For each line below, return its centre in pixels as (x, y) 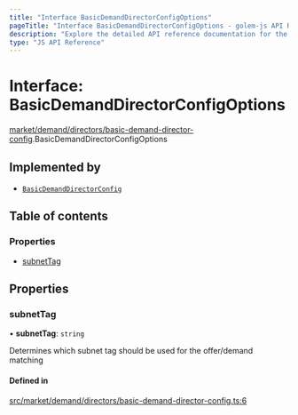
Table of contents (59, 216)
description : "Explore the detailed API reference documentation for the (149, 34)
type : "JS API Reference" (57, 42)
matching (27, 360)
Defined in (29, 380)
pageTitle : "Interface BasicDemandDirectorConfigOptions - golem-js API (146, 26)
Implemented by (55, 167)
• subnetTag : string (47, 333)
